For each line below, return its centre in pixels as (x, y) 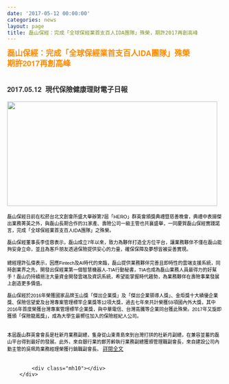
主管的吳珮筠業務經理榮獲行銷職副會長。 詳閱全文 (68, 349)
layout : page (26, 26)
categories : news (32, 20)
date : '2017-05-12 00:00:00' (49, 13)
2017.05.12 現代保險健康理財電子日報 (68, 89)
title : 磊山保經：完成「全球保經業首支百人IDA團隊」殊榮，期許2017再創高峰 (103, 33)
